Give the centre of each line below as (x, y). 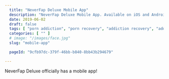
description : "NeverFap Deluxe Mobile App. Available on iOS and (79, 15)
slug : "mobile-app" (30, 43)
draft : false (23, 24)
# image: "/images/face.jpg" (40, 38)
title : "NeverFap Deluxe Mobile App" (49, 10)
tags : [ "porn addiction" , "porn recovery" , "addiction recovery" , (82, 29)
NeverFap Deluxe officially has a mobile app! (51, 71)
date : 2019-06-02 (27, 19)
